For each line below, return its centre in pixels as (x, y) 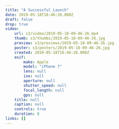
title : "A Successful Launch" (37, 10)
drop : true (17, 24)
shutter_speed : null (45, 85)
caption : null (29, 105)
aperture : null (39, 81)
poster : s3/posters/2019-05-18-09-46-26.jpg (62, 48)
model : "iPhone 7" (43, 67)
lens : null (35, 72)
